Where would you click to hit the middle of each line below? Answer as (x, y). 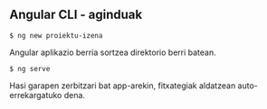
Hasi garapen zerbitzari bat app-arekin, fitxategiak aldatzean (123, 86)
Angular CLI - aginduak (76, 15)
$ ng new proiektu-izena (56, 35)
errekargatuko (36, 95)
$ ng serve (30, 68)
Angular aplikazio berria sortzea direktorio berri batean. (113, 52)
